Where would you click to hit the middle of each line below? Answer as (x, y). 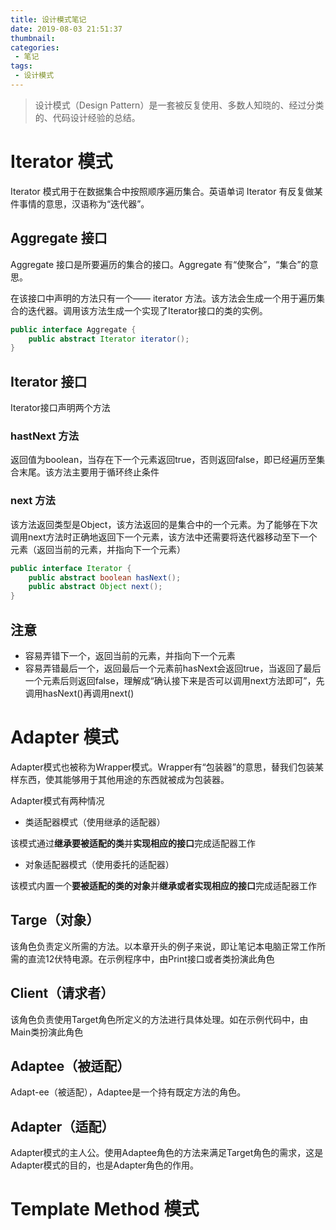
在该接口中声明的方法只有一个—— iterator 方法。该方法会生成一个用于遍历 (163, 298)
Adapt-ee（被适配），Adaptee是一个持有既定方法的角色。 (128, 1092)
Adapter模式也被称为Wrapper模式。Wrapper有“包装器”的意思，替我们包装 (162, 767)
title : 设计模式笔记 (48, 19)
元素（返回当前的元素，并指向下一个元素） (98, 549)
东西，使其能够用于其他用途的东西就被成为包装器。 (124, 779)
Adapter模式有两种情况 (57, 800)
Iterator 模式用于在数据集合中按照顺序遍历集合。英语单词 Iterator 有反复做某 (166, 191)
